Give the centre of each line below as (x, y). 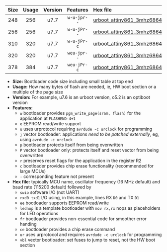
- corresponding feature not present (57, 176)
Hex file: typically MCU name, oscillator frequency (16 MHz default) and (86, 182)
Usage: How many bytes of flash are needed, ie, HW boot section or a (84, 87)
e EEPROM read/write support (50, 124)
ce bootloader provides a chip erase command (67, 229)
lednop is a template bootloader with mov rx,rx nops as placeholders (90, 208)
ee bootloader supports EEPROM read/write (64, 203)
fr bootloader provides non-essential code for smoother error (83, 219)
